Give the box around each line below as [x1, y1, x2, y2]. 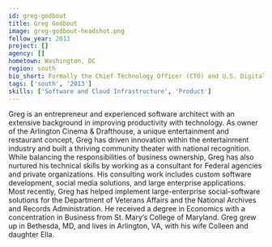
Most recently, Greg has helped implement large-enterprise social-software [8, 187, 261, 197]
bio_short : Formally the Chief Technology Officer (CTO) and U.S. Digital [8, 72, 266, 80]
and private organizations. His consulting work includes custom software [8, 169, 252, 179]
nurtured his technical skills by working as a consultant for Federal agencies [8, 161, 262, 171]
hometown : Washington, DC [8, 57, 96, 66]
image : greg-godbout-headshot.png [8, 27, 125, 35]
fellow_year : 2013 [8, 34, 70, 43]
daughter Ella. [8, 230, 55, 240]
